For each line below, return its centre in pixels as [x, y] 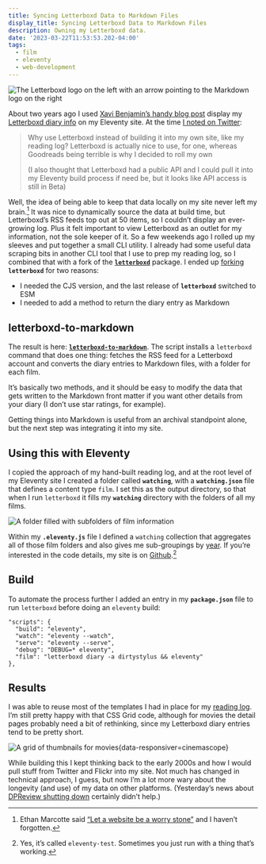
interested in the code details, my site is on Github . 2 [93, 554]
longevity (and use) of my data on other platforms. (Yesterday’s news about [131, 788]
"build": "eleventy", [51, 629]
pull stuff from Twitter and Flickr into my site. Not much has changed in [124, 771]
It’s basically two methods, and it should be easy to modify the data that [125, 388]
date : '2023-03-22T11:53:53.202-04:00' [74, 38]
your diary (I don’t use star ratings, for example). [87, 405]
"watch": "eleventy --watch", [65, 636]
